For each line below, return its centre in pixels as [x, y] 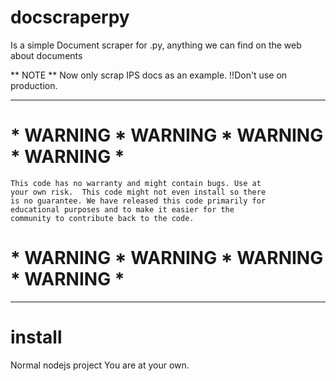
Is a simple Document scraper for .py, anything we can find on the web [156, 45]
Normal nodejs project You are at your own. [100, 365]
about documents [46, 55]
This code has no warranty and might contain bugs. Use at [136, 183]
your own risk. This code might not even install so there [138, 192]
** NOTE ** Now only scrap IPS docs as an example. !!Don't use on [149, 75]
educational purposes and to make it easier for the [122, 209]
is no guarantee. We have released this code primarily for [138, 201]
